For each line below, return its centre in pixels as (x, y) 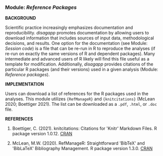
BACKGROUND (21, 18)
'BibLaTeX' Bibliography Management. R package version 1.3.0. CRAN (82, 149)
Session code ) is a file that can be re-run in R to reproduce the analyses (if (80, 49)
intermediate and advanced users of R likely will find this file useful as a (77, 59)
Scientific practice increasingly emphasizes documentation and (69, 28)
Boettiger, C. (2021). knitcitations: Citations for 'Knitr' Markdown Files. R (84, 128)
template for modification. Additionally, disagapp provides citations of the (79, 64)
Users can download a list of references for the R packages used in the (77, 94)
